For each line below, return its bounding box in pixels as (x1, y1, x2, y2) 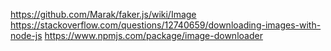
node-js (10, 30, 43, 41)
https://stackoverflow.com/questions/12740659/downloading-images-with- (10, 19, 322, 31)
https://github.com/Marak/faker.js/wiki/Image (10, 9, 197, 20)
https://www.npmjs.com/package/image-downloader (44, 30, 263, 41)
